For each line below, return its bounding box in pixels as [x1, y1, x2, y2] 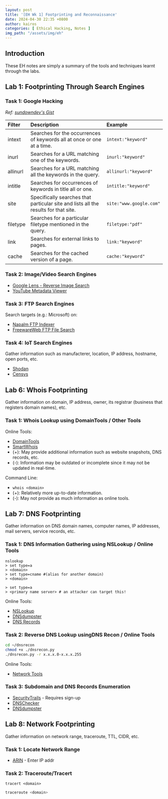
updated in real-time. [12, 465, 56, 471]
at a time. [30, 142, 52, 149]
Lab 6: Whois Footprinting [5, 386, 88, 394]
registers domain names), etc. [5, 404, 67, 410]
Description [30, 121, 59, 128]
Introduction [5, 49, 45, 58]
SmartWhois [12, 443, 38, 450]
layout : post [5, 7, 32, 13]
